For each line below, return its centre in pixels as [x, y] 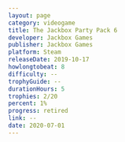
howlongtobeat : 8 [37, 67]
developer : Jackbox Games [50, 37]
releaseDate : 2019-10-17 [49, 60]
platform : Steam [35, 52]
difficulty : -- [33, 74]
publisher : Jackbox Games [50, 45]
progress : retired [38, 111]
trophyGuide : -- [35, 81]
